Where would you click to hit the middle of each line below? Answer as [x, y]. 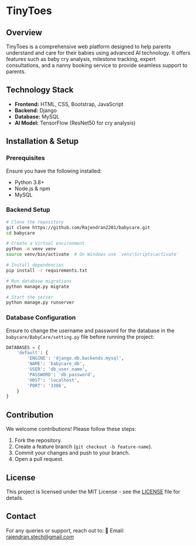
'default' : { [32, 353]
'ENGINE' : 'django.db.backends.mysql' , [76, 358]
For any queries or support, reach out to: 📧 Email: [65, 530]
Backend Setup [28, 210]
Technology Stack [40, 90]
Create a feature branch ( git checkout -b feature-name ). [83, 447]
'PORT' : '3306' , [47, 386]
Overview [24, 33]
